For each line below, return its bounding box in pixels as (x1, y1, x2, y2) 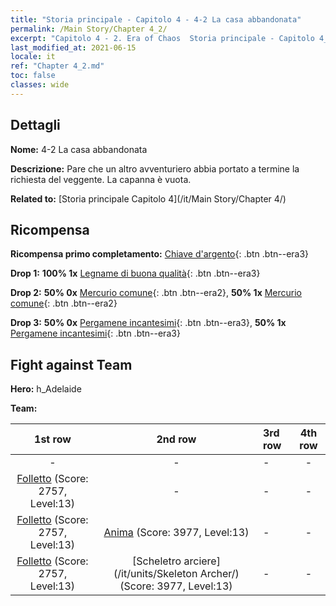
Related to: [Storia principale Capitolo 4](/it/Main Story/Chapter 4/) (10, 192, 287, 205)
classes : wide (10, 80, 70, 90)
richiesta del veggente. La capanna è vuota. (10, 173, 192, 185)
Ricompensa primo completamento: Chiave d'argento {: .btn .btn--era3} (10, 248, 310, 260)
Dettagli (10, 117, 61, 134)
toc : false (10, 71, 56, 81)
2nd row (156, 432, 197, 446)
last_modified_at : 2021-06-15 (10, 42, 137, 53)
